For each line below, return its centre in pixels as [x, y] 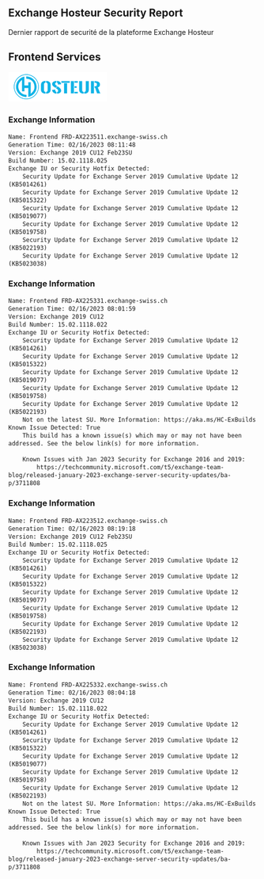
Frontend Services [55, 57]
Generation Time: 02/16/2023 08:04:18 [72, 693]
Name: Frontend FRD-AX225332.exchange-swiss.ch [88, 685]
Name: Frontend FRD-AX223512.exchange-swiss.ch [88, 521]
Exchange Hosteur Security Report [96, 13]
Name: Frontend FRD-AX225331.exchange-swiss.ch [88, 301]
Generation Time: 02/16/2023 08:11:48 [72, 145]
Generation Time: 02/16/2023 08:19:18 [72, 529]
